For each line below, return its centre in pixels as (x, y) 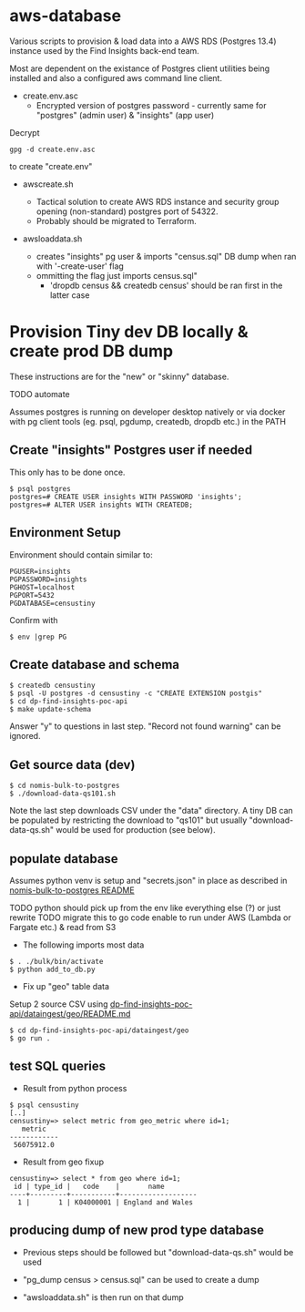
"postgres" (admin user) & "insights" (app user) (125, 115)
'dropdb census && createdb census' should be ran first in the (166, 285)
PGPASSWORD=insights (49, 579)
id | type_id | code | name (89, 1186)
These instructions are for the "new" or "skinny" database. (119, 376)
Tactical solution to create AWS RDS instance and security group (158, 201)
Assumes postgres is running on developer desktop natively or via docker (147, 412)
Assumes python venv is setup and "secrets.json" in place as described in (148, 880)
